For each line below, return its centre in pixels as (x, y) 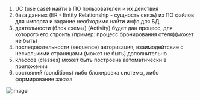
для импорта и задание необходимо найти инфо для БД (87, 21)
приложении (31, 66)
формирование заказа (44, 79)
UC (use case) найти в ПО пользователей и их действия (86, 9)
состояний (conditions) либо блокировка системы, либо (87, 73)
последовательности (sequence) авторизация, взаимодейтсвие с (99, 47)
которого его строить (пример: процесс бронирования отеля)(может (104, 34)
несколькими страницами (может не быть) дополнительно (91, 53)
